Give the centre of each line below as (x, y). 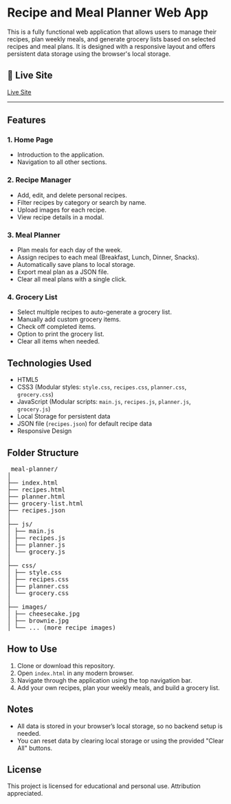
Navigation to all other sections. (62, 162)
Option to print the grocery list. (60, 334)
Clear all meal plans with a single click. (72, 279)
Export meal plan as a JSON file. (63, 272)
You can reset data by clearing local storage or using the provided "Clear (120, 741)
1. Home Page (30, 140)
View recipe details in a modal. (60, 217)
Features (26, 120)
